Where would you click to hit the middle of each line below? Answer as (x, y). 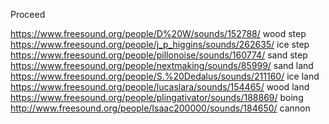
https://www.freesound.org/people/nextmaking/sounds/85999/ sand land (162, 65)
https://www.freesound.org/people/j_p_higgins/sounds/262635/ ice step (160, 44)
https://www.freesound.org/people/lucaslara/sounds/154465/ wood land (160, 87)
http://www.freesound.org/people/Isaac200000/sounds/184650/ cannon (160, 108)
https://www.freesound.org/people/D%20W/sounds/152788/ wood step (158, 33)
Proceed (28, 14)
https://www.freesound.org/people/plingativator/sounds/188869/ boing (157, 97)
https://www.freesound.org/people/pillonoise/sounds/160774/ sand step (159, 55)
